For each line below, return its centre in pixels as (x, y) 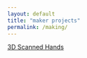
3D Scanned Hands (36, 47)
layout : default (31, 14)
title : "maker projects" (44, 21)
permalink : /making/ (38, 27)
